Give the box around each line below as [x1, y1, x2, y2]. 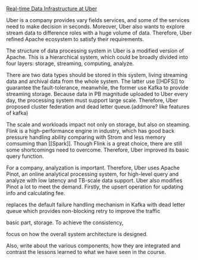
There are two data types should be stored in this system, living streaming [6, 72, 188, 78]
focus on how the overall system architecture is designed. [6, 231, 148, 237]
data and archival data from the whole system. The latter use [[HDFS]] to [6, 78, 184, 85]
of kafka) [6, 110, 29, 116]
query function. [6, 153, 44, 160]
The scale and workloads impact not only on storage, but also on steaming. [6, 121, 191, 128]
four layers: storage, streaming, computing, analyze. [6, 60, 134, 67]
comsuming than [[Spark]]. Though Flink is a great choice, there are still [6, 140, 183, 147]
